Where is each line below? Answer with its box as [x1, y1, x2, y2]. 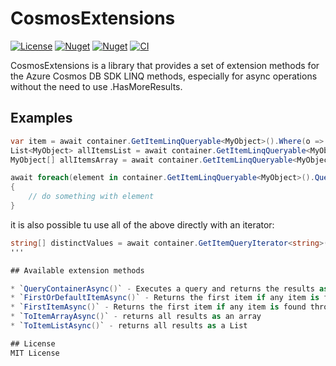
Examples [10, 110, 73, 127]
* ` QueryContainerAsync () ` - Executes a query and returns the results [10, 283, 315, 294]
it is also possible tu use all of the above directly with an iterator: [10, 218, 275, 231]
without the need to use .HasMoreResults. [10, 80, 183, 92]
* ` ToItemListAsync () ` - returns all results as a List [10, 321, 248, 331]
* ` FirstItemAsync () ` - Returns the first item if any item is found [10, 302, 307, 312]
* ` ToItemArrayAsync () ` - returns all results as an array [10, 312, 262, 322]
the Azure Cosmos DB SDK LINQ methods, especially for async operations [10, 70, 318, 82]
